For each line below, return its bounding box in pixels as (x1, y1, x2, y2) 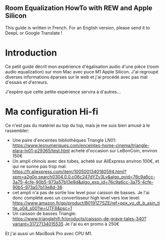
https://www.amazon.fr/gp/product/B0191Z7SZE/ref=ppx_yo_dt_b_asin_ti (12, 200, 160, 206)
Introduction (5, 47, 57, 58)
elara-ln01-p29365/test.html (12, 147, 70, 153)
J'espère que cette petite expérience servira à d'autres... (5, 89, 121, 95)
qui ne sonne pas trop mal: (12, 163, 67, 169)
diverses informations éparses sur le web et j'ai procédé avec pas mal (5, 74, 148, 80)
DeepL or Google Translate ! (5, 30, 63, 36)
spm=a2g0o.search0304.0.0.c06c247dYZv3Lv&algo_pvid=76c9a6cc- (12, 173, 156, 179)
